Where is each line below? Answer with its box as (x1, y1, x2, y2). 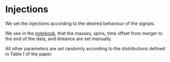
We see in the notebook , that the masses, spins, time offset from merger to (5, 30, 163, 36)
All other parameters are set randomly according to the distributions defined (5, 45, 165, 51)
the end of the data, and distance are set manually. (5, 36, 112, 42)
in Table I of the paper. (5, 51, 53, 57)
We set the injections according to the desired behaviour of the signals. (5, 20, 155, 26)
